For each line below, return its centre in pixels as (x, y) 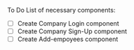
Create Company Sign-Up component (72, 31)
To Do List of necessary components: (61, 10)
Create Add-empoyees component (68, 39)
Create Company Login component (68, 23)
